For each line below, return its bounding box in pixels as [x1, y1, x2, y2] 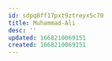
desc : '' [8, 26, 37, 34]
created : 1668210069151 [8, 41, 87, 49]
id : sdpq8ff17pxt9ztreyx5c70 [8, 11, 104, 20]
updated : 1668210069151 [8, 33, 87, 42]
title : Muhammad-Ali [8, 19, 77, 27]
